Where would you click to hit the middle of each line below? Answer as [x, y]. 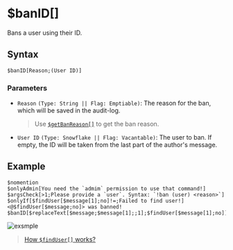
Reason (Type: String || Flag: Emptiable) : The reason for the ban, [114, 103]
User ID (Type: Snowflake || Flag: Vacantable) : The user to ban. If [114, 137]
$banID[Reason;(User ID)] [44, 70]
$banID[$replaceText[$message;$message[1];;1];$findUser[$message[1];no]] [118, 213]
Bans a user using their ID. [45, 33]
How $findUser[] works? [60, 239]
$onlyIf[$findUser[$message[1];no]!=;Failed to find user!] [96, 201]
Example [26, 166]
